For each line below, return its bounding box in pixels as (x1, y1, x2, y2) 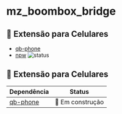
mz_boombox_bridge (6, 4, 116, 18)
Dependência (9, 87, 49, 96)
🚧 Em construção (54, 97, 104, 106)
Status (70, 87, 90, 96)
